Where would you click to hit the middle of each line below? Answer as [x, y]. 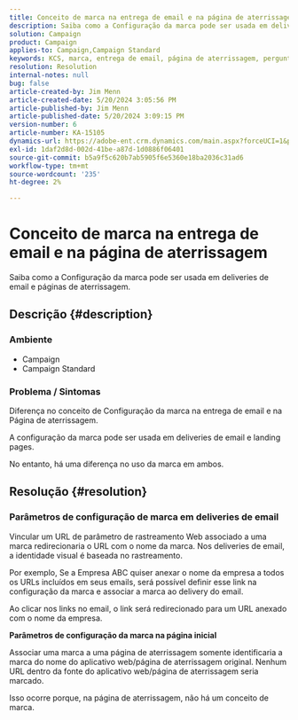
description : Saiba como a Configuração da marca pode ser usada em [138, 26]
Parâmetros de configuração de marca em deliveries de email [144, 517]
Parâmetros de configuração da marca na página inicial [113, 635]
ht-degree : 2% [35, 183]
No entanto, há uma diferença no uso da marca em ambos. [117, 464]
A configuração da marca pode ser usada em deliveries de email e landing [145, 438]
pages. [22, 447]
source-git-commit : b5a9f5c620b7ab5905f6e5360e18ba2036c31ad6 [126, 157]
